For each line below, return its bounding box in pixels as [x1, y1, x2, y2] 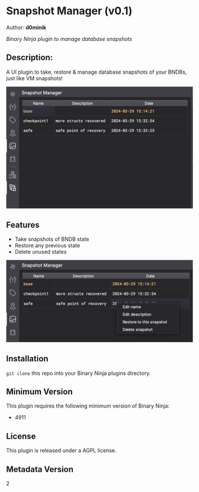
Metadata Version [6, 464, 74, 474]
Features [6, 220, 40, 230]
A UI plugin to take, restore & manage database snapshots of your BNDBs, [6, 68, 187, 75]
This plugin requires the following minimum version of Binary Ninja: [6, 402, 170, 409]
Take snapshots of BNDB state [14, 236, 89, 243]
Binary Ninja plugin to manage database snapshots [6, 35, 132, 42]
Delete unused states [14, 248, 67, 256]
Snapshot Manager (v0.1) [6, 4, 133, 18]
